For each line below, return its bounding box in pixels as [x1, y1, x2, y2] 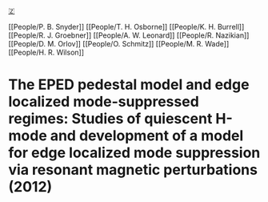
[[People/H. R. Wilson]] [8, 47, 85, 57]
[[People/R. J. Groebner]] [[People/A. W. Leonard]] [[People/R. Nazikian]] [8, 30, 250, 40]
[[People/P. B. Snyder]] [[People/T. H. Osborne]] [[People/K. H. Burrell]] [8, 22, 245, 31]
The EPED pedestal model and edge [8, 75, 250, 94]
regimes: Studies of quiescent [8, 110, 213, 128]
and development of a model [50, 127, 244, 145]
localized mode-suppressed [8, 93, 200, 111]
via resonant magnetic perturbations [8, 161, 258, 179]
